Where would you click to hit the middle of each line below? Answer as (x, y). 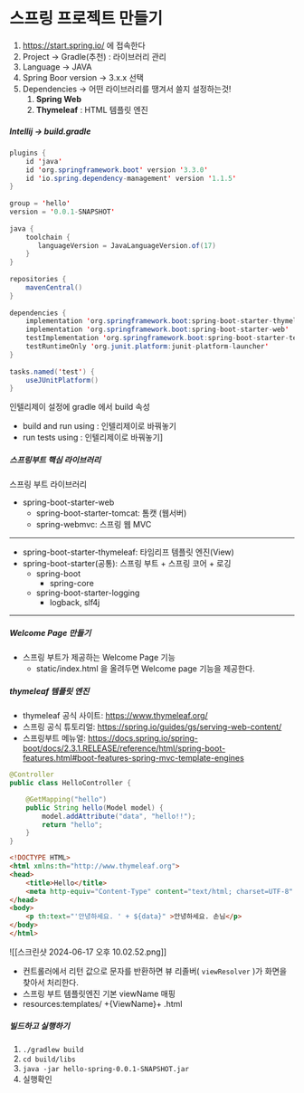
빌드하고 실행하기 (40, 1026)
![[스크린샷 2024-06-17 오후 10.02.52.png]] (88, 952)
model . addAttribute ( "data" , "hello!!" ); (119, 816)
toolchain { (48, 237)
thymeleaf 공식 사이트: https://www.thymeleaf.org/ (115, 716)
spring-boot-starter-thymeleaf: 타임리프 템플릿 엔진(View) (128, 552)
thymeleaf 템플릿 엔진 (49, 691)
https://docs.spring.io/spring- (143, 738)
